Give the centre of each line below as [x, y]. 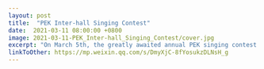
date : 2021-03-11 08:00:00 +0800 [65, 30]
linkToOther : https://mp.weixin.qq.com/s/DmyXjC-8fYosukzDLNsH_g [118, 52]
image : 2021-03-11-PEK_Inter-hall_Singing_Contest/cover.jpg [111, 38]
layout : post [30, 15]
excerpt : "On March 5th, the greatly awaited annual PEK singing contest [133, 45]
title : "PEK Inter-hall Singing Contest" [79, 23]
